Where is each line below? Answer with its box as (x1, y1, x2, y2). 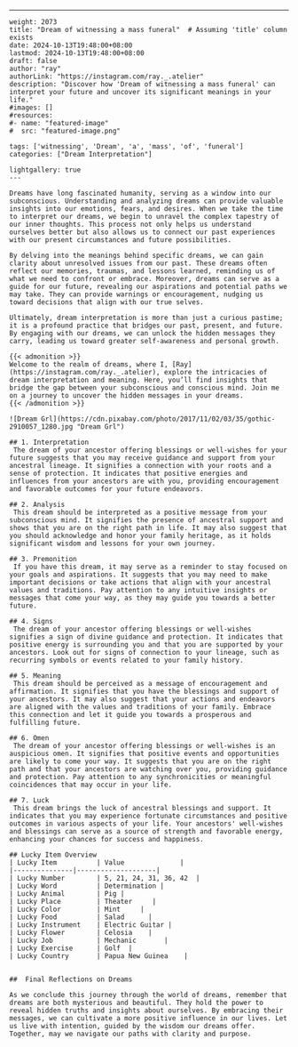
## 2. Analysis (9, 500, 66, 509)
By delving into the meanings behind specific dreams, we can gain (9, 251, 264, 260)
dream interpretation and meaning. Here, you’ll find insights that (9, 375, 268, 384)
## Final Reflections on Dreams (9, 975, 133, 984)
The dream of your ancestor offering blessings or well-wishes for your (12, 446, 288, 455)
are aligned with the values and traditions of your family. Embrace (9, 703, 272, 712)
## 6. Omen (9, 734, 50, 743)
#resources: (9, 111, 53, 120)
